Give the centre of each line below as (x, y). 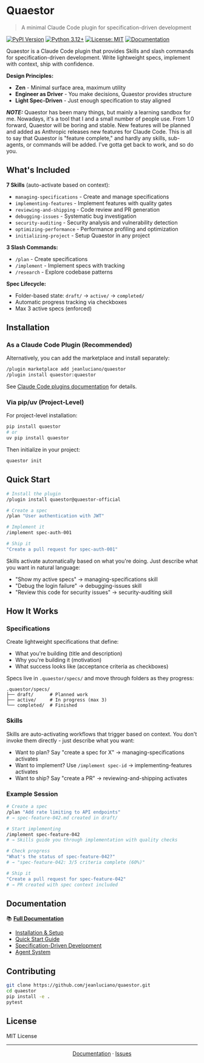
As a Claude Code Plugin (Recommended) (69, 345)
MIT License (22, 1036)
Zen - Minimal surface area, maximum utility (70, 87)
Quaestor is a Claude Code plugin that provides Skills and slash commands (100, 51)
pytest (15, 1002)
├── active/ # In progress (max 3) (57, 700)
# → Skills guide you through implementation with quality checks (92, 840)
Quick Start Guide (37, 939)
